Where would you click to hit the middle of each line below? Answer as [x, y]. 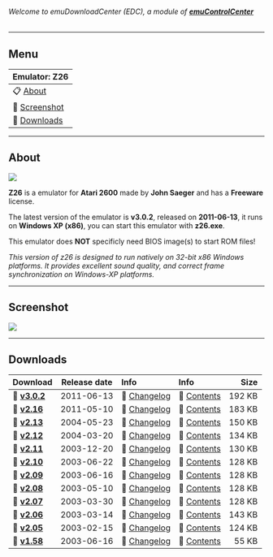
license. [22, 201]
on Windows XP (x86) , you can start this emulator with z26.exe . [117, 225]
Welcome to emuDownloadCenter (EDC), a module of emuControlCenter [131, 11]
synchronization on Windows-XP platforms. [81, 274]
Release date [87, 382]
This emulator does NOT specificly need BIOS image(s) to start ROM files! [132, 241]
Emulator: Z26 [41, 77]
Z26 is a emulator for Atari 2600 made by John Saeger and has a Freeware [136, 192]
